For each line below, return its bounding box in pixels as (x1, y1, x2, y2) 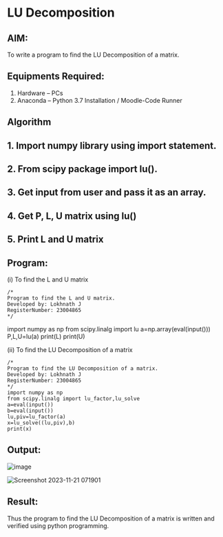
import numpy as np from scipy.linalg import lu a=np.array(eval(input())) (7, 324, 211, 333)
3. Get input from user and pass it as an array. (7, 186, 206, 198)
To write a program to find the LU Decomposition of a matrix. (7, 50, 180, 59)
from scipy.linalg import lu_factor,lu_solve (7, 395, 140, 402)
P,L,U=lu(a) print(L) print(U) (7, 332, 85, 340)
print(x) (7, 425, 32, 432)
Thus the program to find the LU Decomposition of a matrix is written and (7, 514, 215, 523)
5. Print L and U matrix (7, 233, 104, 246)
